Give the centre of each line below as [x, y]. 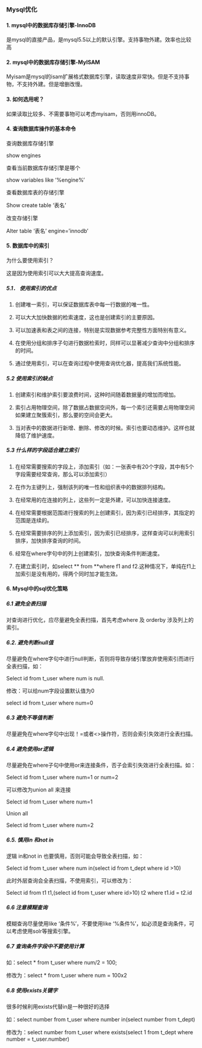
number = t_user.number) [38, 1039]
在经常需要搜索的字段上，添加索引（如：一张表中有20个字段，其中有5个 [104, 467]
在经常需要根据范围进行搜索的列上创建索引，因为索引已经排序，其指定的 [105, 513]
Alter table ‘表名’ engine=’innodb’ [47, 231]
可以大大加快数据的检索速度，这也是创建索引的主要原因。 [86, 317]
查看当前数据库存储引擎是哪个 [43, 168]
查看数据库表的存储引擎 [35, 192]
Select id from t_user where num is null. [55, 679]
